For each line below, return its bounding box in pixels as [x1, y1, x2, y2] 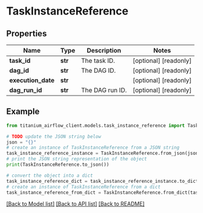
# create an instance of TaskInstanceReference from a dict [6, 183, 161, 190]
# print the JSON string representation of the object [6, 156, 147, 162]
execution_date [9, 76, 55, 84]
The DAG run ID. [81, 86, 127, 94]
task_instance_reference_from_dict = [6, 189, 101, 195]
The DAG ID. [81, 67, 116, 74]
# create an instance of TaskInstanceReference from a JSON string [6, 145, 180, 151]
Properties [6, 28, 47, 39]
